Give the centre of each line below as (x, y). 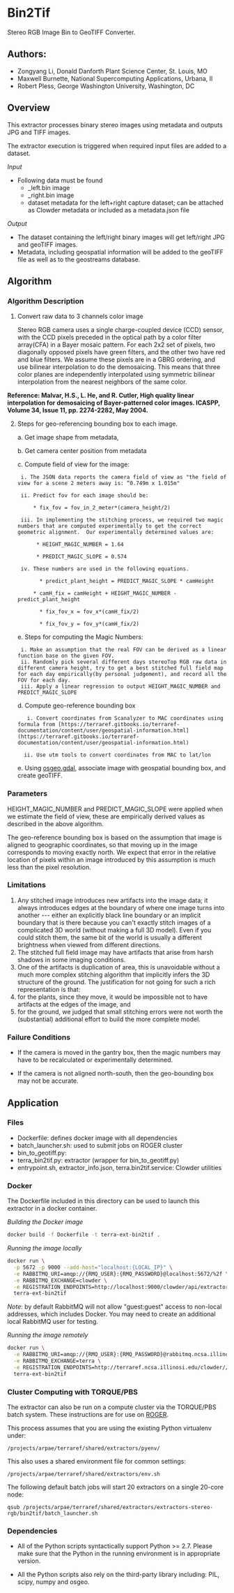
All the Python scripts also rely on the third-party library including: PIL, (118, 1575)
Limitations (27, 885)
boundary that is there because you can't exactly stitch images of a (114, 922)
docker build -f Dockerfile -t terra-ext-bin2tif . (84, 1235)
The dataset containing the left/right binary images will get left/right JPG (121, 237)
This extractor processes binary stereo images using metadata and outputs (115, 124)
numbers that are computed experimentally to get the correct (109, 526)
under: (17, 1435)
